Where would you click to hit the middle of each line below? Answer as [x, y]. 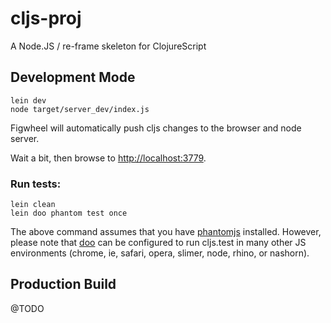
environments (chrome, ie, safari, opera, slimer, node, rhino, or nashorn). [160, 253]
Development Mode [73, 77]
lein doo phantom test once [69, 213]
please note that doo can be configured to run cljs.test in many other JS [158, 243]
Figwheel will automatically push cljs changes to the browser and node [156, 128]
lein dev [28, 100]
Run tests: [36, 184]
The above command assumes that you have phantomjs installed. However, [166, 232]
